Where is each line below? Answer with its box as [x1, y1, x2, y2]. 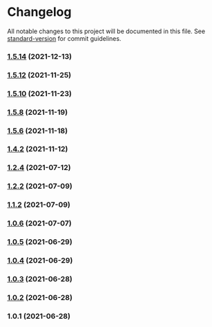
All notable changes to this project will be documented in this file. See [7, 27, 206, 35]
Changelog [7, 4, 72, 20]
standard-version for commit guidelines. [7, 34, 122, 42]
